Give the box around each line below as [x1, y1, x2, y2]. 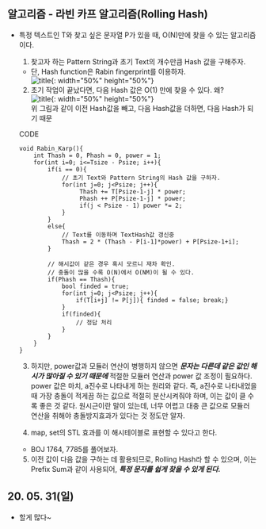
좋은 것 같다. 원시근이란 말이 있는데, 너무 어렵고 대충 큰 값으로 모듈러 [39, 401, 250, 410]
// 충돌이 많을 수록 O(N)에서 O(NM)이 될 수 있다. [47, 268, 195, 276]
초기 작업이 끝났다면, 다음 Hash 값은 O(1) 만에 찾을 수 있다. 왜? [30, 85, 225, 94]
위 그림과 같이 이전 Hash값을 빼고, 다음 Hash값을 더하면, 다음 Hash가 [30, 103, 246, 113]
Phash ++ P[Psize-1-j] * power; [79, 194, 187, 202]
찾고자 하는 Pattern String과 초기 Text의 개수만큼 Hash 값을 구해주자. [30, 56, 246, 66]
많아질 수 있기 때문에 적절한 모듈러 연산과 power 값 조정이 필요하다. [45, 371, 253, 381]
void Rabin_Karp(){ [18, 144, 84, 152]
